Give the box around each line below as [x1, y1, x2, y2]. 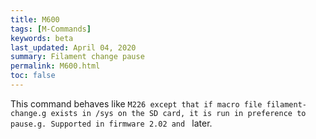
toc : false [10, 71, 56, 81]
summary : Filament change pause [10, 52, 145, 62]
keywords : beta [10, 33, 74, 43]
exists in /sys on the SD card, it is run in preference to [50, 108, 307, 118]
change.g [10, 108, 47, 118]
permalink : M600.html [10, 61, 101, 71]
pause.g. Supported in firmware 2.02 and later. [10, 117, 213, 129]
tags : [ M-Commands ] [10, 24, 92, 34]
